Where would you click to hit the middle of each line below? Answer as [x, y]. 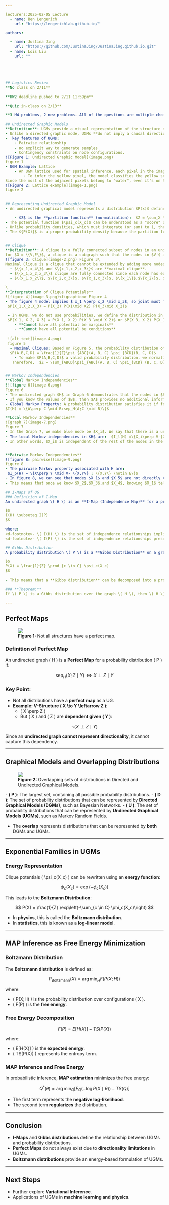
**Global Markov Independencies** [41, 380]
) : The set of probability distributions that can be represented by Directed [81, 800]
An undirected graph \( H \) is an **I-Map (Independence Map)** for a [82, 501]
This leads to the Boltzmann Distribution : [49, 898]
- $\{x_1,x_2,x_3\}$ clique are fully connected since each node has [84, 273]
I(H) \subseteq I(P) [27, 515]
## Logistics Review [27, 83]
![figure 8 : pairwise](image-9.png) [44, 460]
